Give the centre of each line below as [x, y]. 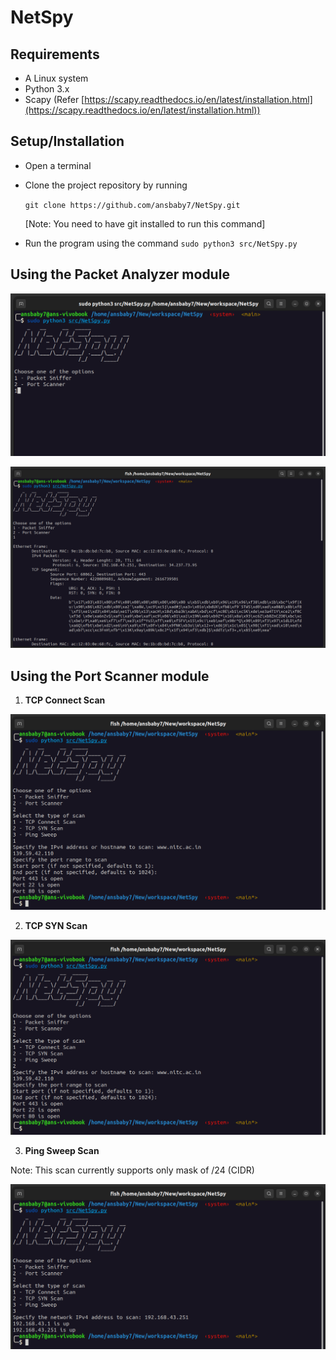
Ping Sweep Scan [62, 1151]
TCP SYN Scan [56, 925]
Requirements [55, 54]
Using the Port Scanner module [110, 676]
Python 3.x [47, 89]
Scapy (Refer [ [54, 99]
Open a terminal [58, 165]
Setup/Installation [67, 141]
